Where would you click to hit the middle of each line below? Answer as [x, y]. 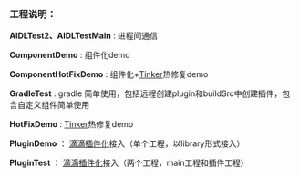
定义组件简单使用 [57, 105]
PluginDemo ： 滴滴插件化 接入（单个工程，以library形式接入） [127, 143]
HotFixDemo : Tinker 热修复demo [72, 124]
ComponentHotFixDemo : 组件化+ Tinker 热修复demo [109, 74]
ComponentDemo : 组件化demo [70, 55]
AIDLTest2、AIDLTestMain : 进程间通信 [83, 36]
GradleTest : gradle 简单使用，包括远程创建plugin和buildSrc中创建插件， [146, 93]
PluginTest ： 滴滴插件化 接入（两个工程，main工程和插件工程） [129, 163]
